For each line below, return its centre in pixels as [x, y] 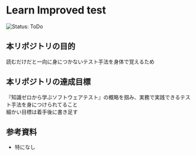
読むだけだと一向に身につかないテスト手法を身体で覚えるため [80, 62]
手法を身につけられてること [44, 104]
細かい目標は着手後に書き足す [42, 111]
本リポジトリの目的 [41, 47]
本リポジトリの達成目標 [48, 82]
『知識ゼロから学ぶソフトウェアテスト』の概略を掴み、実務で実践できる [93, 97]
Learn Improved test [56, 10]
